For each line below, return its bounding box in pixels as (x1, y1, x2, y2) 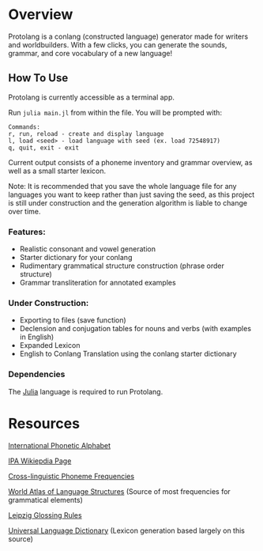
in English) (19, 332, 54, 342)
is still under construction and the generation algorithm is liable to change (8, 198, 247, 207)
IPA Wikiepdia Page (8, 456, 72, 466)
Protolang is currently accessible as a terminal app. (8, 92, 175, 102)
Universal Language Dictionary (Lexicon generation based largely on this (8, 526, 246, 535)
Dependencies (8, 369, 66, 380)
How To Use (8, 71, 69, 85)
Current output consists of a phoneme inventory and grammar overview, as (8, 157, 253, 167)
